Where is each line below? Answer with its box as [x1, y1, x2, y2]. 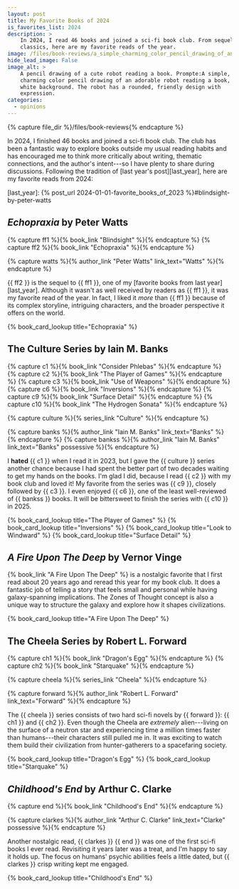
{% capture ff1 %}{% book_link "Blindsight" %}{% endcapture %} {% [7, 235, 211, 244]
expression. [20, 90, 55, 97]
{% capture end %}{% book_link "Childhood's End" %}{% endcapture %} [7, 801, 224, 810]
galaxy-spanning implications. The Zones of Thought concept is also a [7, 593, 214, 602]
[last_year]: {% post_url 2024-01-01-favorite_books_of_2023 [7, 188, 184, 197]
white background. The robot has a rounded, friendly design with [20, 83, 221, 91]
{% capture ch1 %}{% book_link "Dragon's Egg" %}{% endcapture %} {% [7, 654, 224, 663]
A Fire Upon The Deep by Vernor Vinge [7, 551, 183, 563]
